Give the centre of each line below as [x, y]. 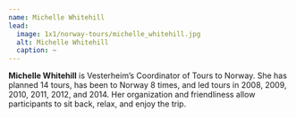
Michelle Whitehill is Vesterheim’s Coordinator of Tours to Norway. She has [148, 75]
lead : [18, 26]
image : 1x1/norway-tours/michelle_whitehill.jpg [109, 34]
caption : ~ [37, 51]
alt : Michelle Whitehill [63, 42]
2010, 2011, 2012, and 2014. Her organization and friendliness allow [132, 95]
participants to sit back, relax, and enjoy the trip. [97, 104]
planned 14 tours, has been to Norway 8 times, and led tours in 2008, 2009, [148, 85]
